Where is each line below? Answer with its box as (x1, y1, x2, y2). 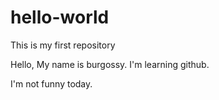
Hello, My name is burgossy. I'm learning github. (10, 58, 210, 70)
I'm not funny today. (10, 77, 93, 90)
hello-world (10, 6, 110, 29)
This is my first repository (10, 39, 116, 51)
